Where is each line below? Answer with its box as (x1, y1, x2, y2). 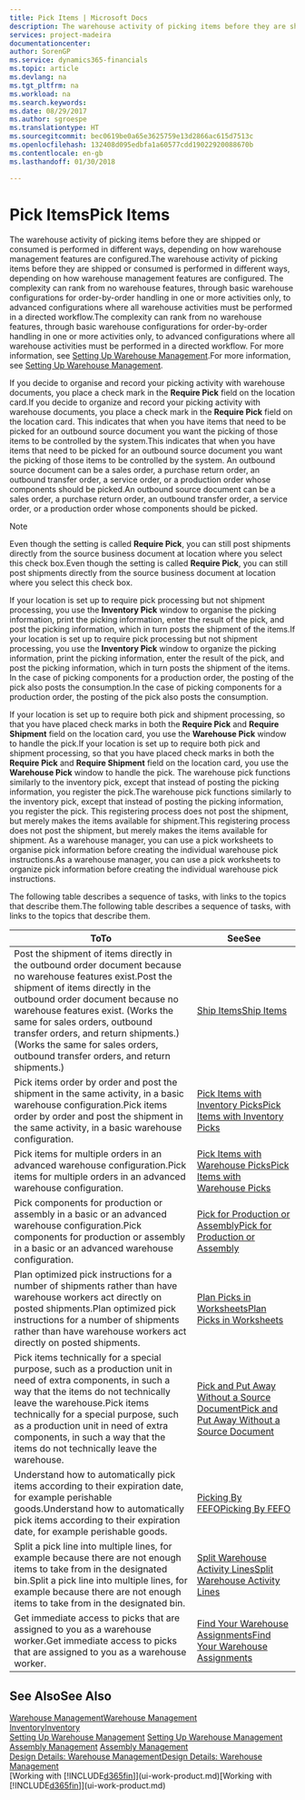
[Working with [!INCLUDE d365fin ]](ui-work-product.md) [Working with (9, 1771, 272, 1782)
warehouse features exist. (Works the (14, 1005, 174, 1017)
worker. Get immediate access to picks (14, 1634, 177, 1647)
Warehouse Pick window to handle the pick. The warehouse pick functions (9, 767, 291, 778)
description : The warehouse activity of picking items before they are (9, 22, 286, 31)
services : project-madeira (9, 30, 112, 39)
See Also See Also (9, 1688, 112, 1704)
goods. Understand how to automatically (14, 1502, 184, 1515)
